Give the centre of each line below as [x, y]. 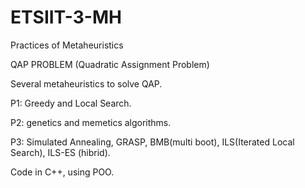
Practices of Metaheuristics [67, 45]
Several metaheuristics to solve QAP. [86, 83]
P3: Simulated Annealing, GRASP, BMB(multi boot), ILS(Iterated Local [152, 142]
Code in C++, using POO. [62, 172]
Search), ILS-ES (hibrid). [60, 152]
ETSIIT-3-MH [66, 17]
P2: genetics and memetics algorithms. [91, 122]
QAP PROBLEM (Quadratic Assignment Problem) [110, 64]
